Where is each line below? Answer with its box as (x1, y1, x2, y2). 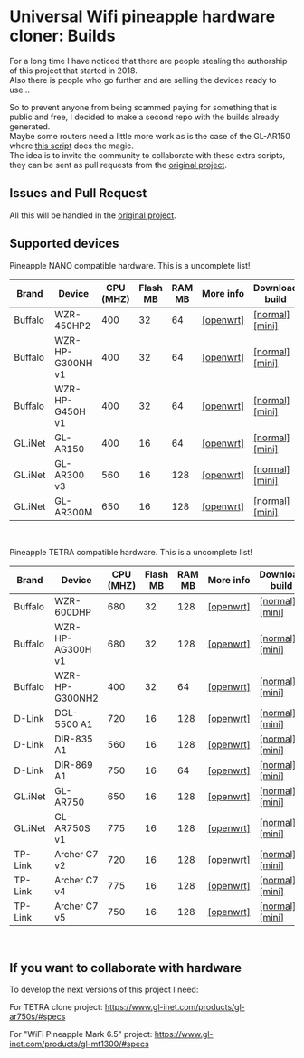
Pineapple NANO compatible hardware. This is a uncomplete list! (9, 260, 251, 270)
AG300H (53, 643, 92, 656)
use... (9, 84, 30, 95)
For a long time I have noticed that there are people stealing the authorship (9, 55, 288, 66)
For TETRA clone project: (9, 1002, 103, 1013)
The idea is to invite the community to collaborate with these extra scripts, (9, 149, 286, 160)
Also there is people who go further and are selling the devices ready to (9, 74, 277, 85)
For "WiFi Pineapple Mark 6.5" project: (9, 1029, 153, 1040)
